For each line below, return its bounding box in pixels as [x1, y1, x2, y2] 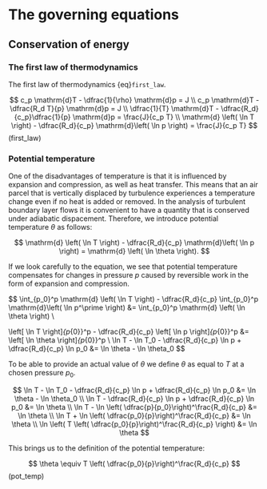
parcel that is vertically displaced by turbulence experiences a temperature [8, 188, 256, 198]
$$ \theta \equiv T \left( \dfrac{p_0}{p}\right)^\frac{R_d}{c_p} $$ [28, 459, 241, 468]
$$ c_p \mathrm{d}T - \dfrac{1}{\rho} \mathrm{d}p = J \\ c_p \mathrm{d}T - [9, 94, 260, 105]
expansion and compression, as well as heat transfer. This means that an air [8, 180, 258, 190]
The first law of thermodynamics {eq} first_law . [8, 79, 166, 89]
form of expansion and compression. [8, 279, 130, 289]
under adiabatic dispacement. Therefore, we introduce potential [8, 214, 218, 223]
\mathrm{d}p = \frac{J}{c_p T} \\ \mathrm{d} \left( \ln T [72, 112, 255, 122]
